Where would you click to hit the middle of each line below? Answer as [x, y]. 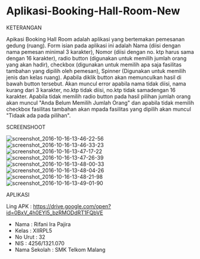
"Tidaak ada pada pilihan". [39, 115]
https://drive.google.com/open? [72, 206]
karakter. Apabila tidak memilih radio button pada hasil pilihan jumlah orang [99, 96]
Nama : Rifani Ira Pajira [43, 224]
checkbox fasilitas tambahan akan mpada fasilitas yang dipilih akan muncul [99, 109]
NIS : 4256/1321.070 [39, 243]
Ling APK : [19, 206]
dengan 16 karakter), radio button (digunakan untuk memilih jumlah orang [96, 58]
